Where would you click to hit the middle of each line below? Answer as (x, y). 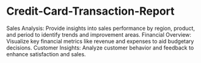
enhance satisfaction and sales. (46, 54)
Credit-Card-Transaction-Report (91, 11)
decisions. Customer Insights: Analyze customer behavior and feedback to (100, 48)
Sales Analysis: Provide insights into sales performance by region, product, (101, 28)
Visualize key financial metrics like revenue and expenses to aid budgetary (100, 41)
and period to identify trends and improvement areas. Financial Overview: (99, 34)
